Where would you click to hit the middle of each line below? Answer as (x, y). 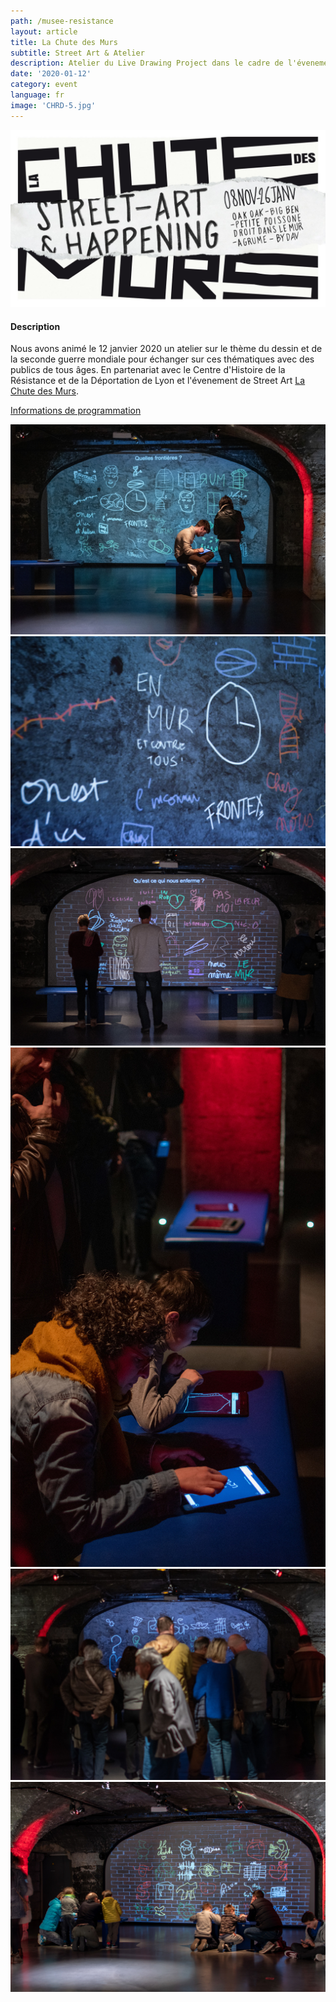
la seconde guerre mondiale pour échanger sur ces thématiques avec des (162, 359)
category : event (44, 85)
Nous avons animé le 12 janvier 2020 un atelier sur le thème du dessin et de (166, 349)
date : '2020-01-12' (51, 74)
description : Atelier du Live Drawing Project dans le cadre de (147, 63)
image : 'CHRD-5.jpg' (53, 105)
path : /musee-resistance (62, 21)
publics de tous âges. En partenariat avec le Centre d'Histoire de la (148, 370)
